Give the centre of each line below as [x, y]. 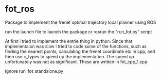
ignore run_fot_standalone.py [34, 71]
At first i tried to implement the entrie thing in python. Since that [69, 41]
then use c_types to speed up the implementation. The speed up [70, 56]
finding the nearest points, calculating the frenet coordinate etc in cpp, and [80, 51]
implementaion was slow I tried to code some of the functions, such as [76, 46]
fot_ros [20, 9]
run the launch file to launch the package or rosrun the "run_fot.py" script [79, 32]
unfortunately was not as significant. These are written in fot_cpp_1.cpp [76, 62]
